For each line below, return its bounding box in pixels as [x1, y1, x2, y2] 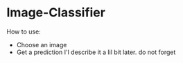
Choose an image [16, 40, 67, 49]
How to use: [6, 27, 41, 36]
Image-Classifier [6, 5, 105, 21]
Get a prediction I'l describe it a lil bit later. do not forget [16, 48, 176, 56]
